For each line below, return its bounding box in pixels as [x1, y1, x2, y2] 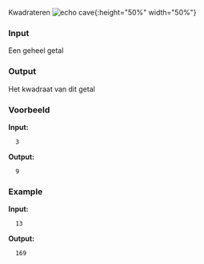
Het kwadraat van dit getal [8, 84, 96, 94]
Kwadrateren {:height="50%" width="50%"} [8, 8, 197, 17]
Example [8, 185, 43, 197]
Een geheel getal [8, 46, 64, 55]
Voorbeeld [8, 104, 50, 116]
